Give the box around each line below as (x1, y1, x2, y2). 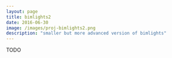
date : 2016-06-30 (6, 19, 49, 25)
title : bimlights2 (6, 14, 51, 20)
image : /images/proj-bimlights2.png (6, 25, 96, 31)
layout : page (6, 8, 38, 15)
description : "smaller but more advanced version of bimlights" (6, 30, 167, 36)
